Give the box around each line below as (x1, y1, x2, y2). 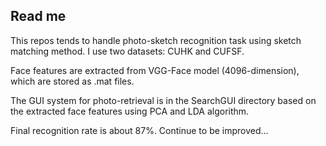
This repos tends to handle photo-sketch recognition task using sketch (10, 34, 302, 46)
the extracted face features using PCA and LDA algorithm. (10, 105, 250, 117)
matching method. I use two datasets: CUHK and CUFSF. (10, 45, 245, 57)
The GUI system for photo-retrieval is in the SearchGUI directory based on (10, 94, 317, 106)
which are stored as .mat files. (10, 75, 135, 87)
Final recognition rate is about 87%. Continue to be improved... (10, 124, 269, 136)
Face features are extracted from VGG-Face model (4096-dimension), (10, 64, 300, 76)
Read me (10, 8, 67, 25)
